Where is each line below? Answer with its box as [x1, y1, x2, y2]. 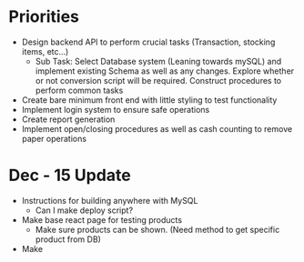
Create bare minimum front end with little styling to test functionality [21, 94, 278, 106]
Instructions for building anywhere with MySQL [21, 195, 198, 206]
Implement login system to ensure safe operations [21, 104, 210, 115]
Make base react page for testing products [21, 214, 183, 225]
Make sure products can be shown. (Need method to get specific [35, 224, 280, 235]
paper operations [21, 133, 87, 144]
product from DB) [35, 234, 102, 245]
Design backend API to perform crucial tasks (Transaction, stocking [21, 36, 276, 47]
